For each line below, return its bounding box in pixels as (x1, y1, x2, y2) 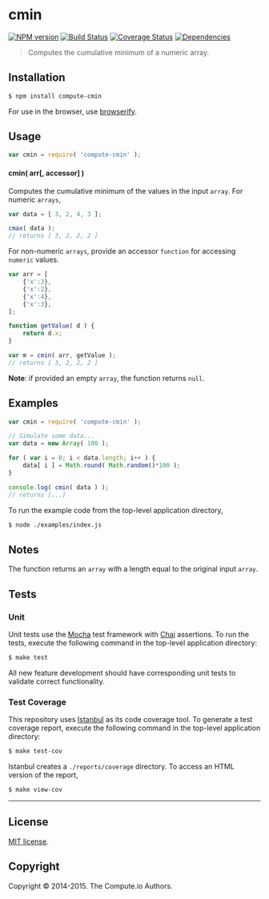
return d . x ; (22, 330, 62, 338)
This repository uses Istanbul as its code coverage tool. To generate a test (8, 715, 253, 724)
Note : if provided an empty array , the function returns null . (8, 373, 205, 383)
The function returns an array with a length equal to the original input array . (8, 564, 259, 574)
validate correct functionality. (8, 676, 106, 686)
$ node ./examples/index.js (8, 520, 102, 529)
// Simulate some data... (8, 432, 94, 440)
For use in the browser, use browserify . (8, 106, 138, 116)
